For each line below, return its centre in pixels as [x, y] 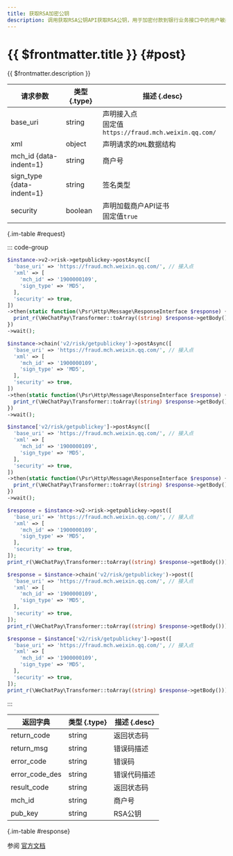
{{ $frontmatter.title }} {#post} [97, 54]
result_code [30, 787]
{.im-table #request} [36, 234]
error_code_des [36, 774]
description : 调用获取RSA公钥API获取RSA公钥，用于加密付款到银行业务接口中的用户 [114, 20]
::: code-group [28, 248]
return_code [31, 735]
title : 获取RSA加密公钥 [38, 14]
